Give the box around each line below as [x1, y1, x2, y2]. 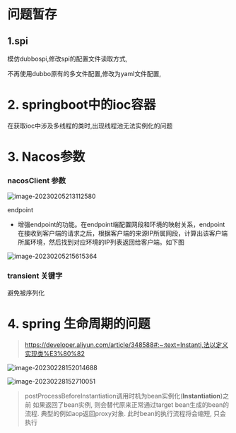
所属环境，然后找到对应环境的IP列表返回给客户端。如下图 [17, 238, 185, 247]
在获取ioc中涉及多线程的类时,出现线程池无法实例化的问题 [7, 121, 173, 130]
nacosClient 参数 [7, 176, 66, 185]
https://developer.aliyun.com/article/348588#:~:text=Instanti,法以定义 [24, 340, 228, 349]
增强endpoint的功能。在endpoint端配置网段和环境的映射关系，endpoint [17, 220, 225, 229]
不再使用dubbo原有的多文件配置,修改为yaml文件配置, [7, 70, 161, 78]
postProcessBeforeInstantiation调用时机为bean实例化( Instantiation [24, 391, 221, 400]
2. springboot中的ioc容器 [7, 97, 156, 113]
